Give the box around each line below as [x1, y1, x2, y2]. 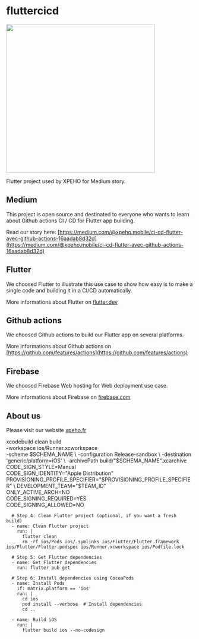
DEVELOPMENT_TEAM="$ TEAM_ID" [17, 483, 107, 489]
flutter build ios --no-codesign [21, 627, 105, 633]
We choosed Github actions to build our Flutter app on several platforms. [6, 331, 184, 338]
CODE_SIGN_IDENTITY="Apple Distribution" [6, 470, 114, 477]
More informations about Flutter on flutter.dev [6, 298, 118, 306]
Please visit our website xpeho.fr [6, 427, 87, 433]
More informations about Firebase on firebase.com [6, 394, 131, 401]
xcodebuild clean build [6, 438, 62, 445]
